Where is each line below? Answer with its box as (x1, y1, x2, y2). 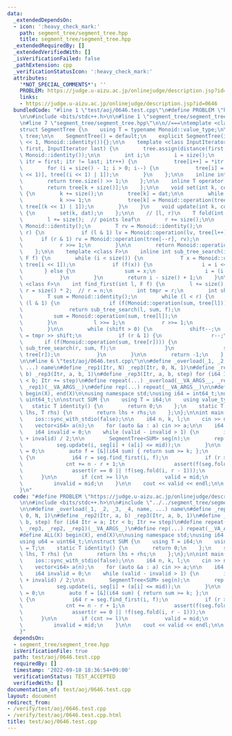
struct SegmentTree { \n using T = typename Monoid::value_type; (19, 126, 217, 133)
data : (7, 10, 23, 17)
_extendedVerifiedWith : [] (13, 49, 91, 56)
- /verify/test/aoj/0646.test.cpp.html (7, 712, 122, 719)
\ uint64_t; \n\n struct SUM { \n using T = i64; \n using (19, 396, 199, 404)
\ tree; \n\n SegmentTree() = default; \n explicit (19, 132, 184, 139)
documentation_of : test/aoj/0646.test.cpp (7, 686, 131, 693)
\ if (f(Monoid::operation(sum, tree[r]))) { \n (19, 339, 177, 345)
